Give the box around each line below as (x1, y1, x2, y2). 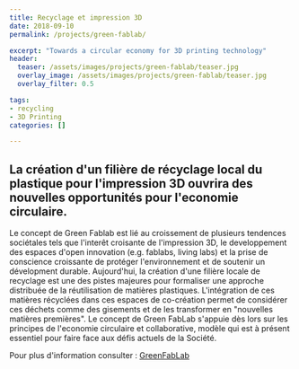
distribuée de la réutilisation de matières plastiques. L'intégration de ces (9, 285, 276, 296)
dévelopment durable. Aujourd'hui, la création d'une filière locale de (9, 266, 260, 277)
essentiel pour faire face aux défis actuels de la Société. (9, 333, 217, 344)
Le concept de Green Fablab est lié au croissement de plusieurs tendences (9, 228, 286, 239)
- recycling (9, 104, 54, 113)
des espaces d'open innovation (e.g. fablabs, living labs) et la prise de (9, 247, 268, 258)
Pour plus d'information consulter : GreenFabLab (9, 350, 190, 361)
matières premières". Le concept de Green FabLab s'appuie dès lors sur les (9, 313, 289, 324)
